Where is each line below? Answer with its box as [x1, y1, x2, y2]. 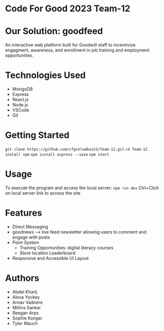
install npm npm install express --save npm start [5, 152, 109, 157]
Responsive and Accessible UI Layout [12, 255, 89, 261]
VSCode [12, 107, 30, 113]
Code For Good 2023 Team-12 [5, 3, 131, 14]
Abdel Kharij [12, 289, 37, 294]
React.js [12, 97, 29, 103]
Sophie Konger [12, 315, 43, 321]
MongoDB [12, 86, 33, 92]
